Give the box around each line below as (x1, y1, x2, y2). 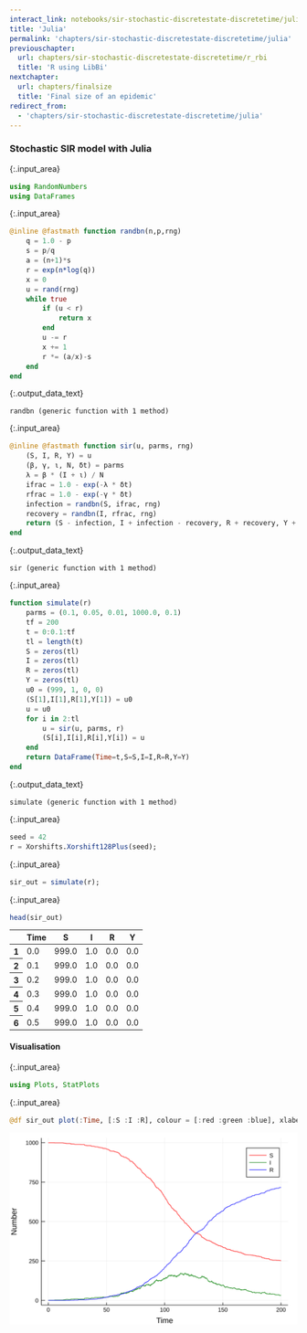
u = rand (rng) (26, 284, 79, 294)
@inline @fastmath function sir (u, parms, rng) (9, 441, 195, 451)
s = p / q (26, 247, 55, 256)
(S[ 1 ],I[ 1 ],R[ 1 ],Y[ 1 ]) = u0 (26, 694, 132, 704)
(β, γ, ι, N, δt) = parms (26, 461, 125, 471)
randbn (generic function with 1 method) (9, 407, 170, 416)
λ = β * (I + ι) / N (26, 471, 104, 480)
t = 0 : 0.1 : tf (26, 627, 76, 637)
